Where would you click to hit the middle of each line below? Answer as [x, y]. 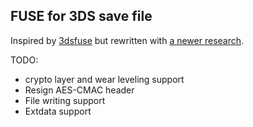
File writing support [65, 100]
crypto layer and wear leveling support [104, 79]
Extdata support [58, 111]
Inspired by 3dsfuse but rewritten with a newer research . [127, 40]
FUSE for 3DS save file [81, 16]
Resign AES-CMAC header [79, 90]
